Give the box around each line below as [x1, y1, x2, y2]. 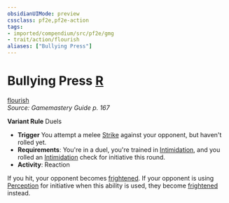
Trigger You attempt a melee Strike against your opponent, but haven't [17, 130, 222, 139]
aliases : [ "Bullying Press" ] [7, 43, 92, 50]
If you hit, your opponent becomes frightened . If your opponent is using [7, 174, 214, 182]
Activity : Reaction [17, 160, 70, 169]
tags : [7, 23, 23, 30]
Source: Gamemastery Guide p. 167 [7, 103, 110, 112]
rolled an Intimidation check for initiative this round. [17, 153, 166, 161]
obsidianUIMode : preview [7, 10, 80, 17]
